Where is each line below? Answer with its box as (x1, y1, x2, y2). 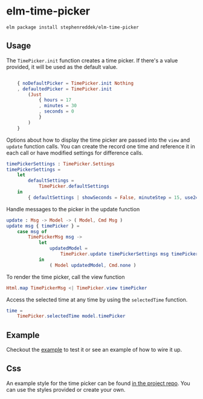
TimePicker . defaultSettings (38, 183, 110, 190)
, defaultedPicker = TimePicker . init (17, 86, 112, 92)
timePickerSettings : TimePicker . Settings (6, 160, 115, 167)
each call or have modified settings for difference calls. (6, 149, 144, 156)
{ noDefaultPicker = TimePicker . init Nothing (17, 80, 134, 86)
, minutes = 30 (38, 103, 77, 109)
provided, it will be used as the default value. (6, 63, 118, 70)
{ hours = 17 (38, 97, 71, 104)
